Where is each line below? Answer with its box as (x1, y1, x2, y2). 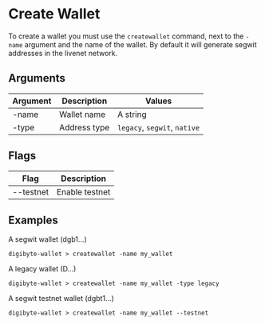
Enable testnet (56, 186, 111, 197)
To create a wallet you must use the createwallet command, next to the (8, 31, 244, 41)
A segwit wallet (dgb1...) (8, 235, 87, 244)
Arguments (8, 71, 66, 85)
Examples (8, 213, 58, 227)
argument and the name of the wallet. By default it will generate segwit (24, 39, 257, 49)
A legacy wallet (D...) (8, 264, 77, 274)
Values (144, 95, 172, 106)
